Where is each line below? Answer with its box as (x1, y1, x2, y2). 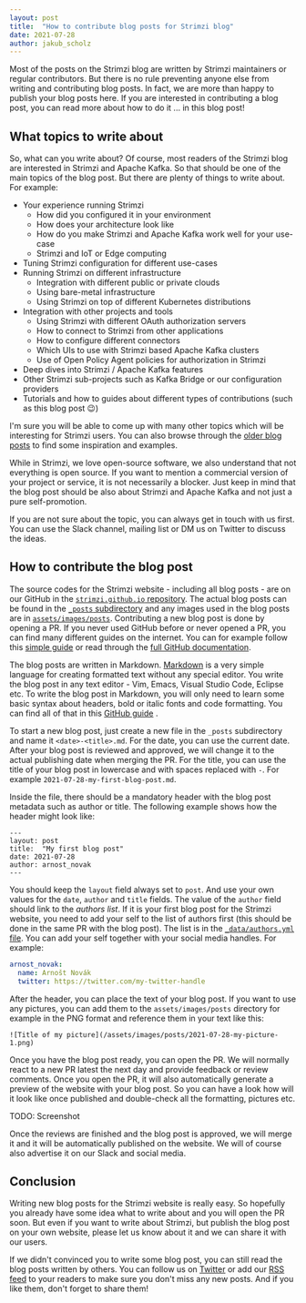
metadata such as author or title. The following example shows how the (9, 800, 278, 811)
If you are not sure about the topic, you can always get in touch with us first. (9, 514, 295, 524)
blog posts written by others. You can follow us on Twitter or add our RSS (9, 1264, 285, 1275)
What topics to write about (9, 128, 164, 144)
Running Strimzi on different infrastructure (22, 268, 182, 279)
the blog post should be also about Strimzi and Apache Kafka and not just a (9, 486, 293, 497)
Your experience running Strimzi (22, 199, 144, 210)
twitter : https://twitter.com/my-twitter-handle (17, 976, 206, 986)
